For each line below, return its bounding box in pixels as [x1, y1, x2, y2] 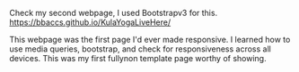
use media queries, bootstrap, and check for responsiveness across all [9, 44, 271, 54]
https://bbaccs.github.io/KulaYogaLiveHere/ [9, 17, 171, 28]
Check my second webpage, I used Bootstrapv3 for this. [9, 8, 218, 18]
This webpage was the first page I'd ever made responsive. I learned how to [9, 35, 291, 44]
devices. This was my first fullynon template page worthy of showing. [9, 53, 267, 63]
